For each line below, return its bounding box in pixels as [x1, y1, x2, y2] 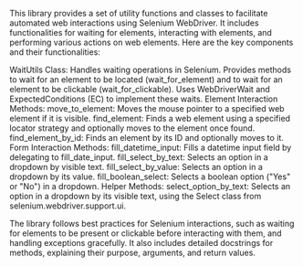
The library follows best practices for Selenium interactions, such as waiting [9, 219, 295, 229]
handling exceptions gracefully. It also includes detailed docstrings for [9, 238, 274, 248]
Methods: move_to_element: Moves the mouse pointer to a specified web [9, 103, 285, 113]
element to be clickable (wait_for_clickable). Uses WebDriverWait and [9, 84, 271, 94]
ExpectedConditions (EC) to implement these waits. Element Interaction [9, 93, 278, 104]
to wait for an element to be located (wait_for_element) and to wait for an [9, 74, 283, 85]
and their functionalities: [9, 47, 100, 58]
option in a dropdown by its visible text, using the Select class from [9, 191, 262, 201]
